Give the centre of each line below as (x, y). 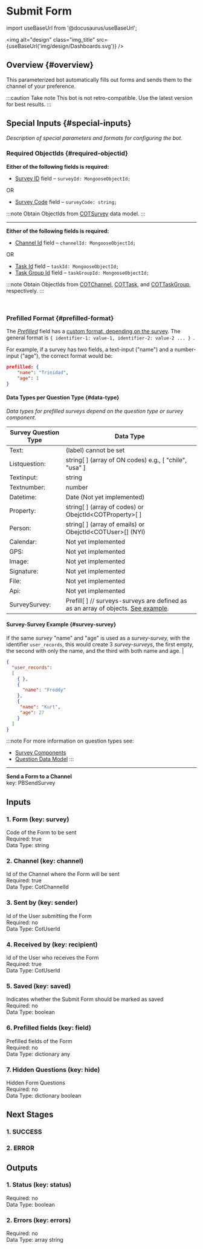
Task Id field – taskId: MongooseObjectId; (67, 266)
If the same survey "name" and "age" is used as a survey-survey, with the (98, 638)
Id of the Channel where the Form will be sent (63, 874)
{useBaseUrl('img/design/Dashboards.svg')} (62, 46)
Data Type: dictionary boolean (44, 1095)
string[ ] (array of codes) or (105, 506)
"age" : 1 (28, 378)
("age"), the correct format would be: (66, 356)
